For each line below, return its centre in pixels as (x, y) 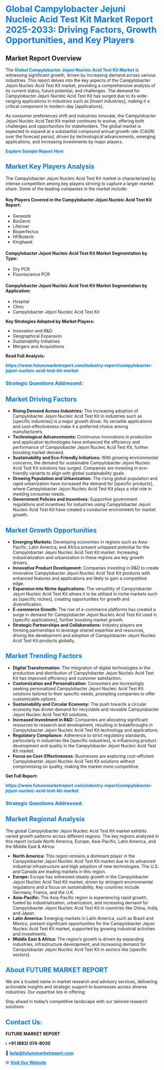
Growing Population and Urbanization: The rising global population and (85, 479)
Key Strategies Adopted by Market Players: (50, 322)
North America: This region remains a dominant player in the (74, 856)
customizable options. (35, 699)
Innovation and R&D (32, 331)
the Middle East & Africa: (30, 846)
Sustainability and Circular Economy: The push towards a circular (80, 704)
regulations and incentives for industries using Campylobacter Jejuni (82, 504)
